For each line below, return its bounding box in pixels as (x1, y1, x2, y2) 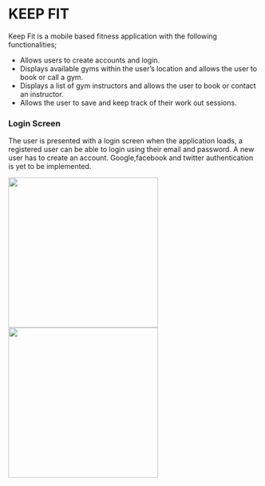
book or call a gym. (19, 72, 84, 82)
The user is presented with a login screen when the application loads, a (8, 136, 243, 146)
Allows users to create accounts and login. (19, 55, 160, 65)
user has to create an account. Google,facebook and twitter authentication (8, 153, 254, 163)
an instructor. (19, 89, 64, 98)
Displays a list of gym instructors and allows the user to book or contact (19, 81, 257, 90)
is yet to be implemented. (8, 162, 92, 171)
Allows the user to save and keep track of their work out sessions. (19, 98, 237, 107)
